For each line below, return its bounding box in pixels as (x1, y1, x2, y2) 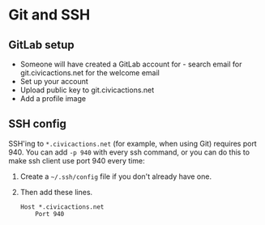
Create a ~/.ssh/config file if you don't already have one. (19, 172, 212, 181)
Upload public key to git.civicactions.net (19, 85, 155, 95)
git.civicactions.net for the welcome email (19, 68, 160, 78)
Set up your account (19, 77, 89, 86)
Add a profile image (19, 94, 87, 103)
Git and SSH (8, 6, 91, 24)
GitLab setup (8, 38, 75, 52)
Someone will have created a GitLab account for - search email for (19, 59, 242, 69)
